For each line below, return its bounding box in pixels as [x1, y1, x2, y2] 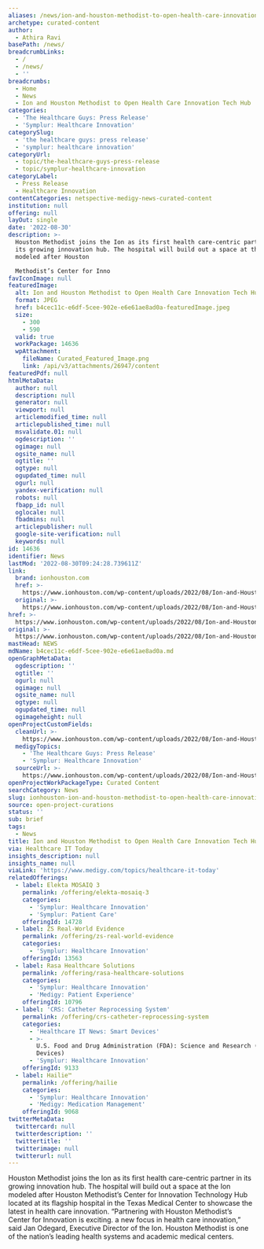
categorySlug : [8, 128, 55, 136]
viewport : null [15, 406, 65, 414]
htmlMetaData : [8, 377, 55, 385]
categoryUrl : [8, 150, 51, 158]
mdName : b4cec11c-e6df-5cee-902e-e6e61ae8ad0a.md [8, 647, 174, 655]
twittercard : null [15, 1122, 76, 1130]
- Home [15, 84, 37, 93]
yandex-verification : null [15, 486, 104, 494]
